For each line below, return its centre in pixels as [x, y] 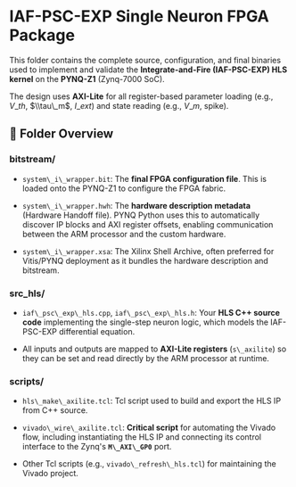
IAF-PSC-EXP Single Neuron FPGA [140, 17]
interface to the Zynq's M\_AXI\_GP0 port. [97, 447]
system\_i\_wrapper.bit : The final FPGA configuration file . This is [144, 178]
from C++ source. [55, 410]
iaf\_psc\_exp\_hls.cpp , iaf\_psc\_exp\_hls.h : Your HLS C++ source [151, 312]
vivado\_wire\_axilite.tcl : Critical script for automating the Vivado [149, 428]
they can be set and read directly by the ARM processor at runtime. [146, 358]
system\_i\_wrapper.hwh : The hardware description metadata [136, 205]
